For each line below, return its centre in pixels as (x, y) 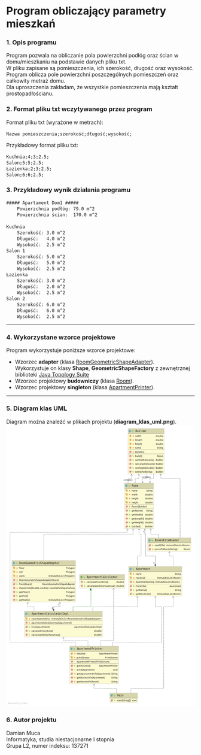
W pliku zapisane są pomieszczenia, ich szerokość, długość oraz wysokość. (100, 68)
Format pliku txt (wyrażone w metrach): (55, 122)
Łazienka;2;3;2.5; (29, 169)
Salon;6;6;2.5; (25, 175)
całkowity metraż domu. (36, 81)
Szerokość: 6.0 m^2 (41, 305)
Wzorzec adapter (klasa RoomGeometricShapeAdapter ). (85, 362)
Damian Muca (23, 733)
